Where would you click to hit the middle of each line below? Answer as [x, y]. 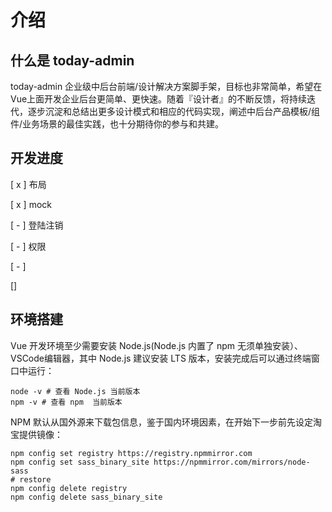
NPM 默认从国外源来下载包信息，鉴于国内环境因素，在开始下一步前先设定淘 [166, 422]
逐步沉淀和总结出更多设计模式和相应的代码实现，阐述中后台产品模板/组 [174, 111]
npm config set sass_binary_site [80, 462]
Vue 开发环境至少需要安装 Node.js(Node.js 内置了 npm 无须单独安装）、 [156, 345]
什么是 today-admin [72, 60]
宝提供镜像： [36, 434]
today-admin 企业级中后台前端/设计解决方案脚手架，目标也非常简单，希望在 [166, 86]
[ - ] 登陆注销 [37, 225]
